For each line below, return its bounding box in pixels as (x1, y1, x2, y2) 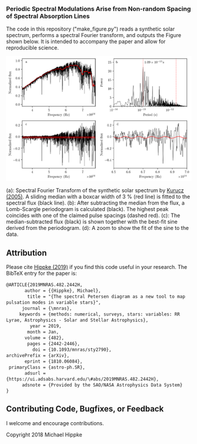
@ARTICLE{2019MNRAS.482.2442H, (6, 282, 83, 288)
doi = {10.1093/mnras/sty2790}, (32, 347, 112, 353)
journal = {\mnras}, (21, 305, 72, 311)
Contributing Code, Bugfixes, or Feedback (6, 404, 164, 414)
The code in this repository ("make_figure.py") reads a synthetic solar (6, 25, 175, 32)
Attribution (6, 248, 47, 258)
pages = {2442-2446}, (27, 341, 81, 347)
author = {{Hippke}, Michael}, (24, 288, 101, 294)
